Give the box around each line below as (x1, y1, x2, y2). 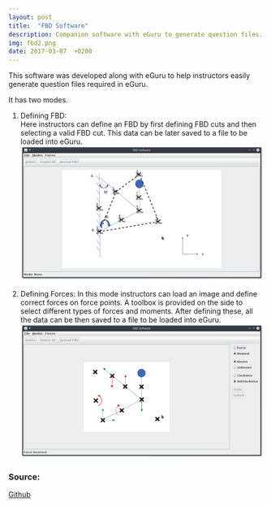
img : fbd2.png (8, 39, 57, 47)
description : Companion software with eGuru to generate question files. (8, 30, 264, 38)
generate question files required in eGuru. (8, 80, 148, 89)
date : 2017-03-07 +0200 (8, 47, 92, 56)
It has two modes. (8, 95, 69, 105)
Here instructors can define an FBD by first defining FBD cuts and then (19, 119, 257, 129)
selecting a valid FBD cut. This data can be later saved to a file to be (19, 128, 248, 138)
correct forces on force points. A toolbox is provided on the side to (19, 297, 243, 307)
